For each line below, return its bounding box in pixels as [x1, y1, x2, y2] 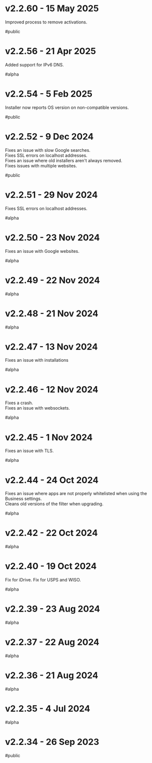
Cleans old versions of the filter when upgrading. [5, 501, 104, 507]
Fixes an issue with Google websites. [5, 248, 80, 254]
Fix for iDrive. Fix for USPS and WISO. [5, 577, 81, 583]
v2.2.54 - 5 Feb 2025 [5, 88, 93, 100]
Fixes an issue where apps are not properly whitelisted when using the [5, 491, 148, 496]
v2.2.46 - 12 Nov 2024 [5, 384, 99, 395]
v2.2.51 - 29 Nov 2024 [5, 189, 98, 200]
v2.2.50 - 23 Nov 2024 [5, 232, 100, 243]
